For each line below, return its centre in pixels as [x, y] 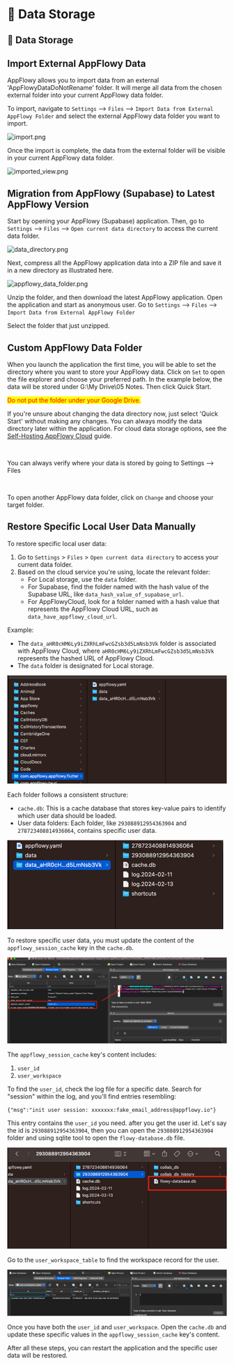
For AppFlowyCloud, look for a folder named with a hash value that [124, 601]
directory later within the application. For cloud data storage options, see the [117, 429]
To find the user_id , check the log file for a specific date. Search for [104, 1089]
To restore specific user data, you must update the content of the [101, 940]
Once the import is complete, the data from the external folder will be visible [116, 151]
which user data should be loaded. [67, 816]
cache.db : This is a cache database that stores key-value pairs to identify [122, 808]
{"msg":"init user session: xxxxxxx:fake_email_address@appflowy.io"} [112, 1110]
